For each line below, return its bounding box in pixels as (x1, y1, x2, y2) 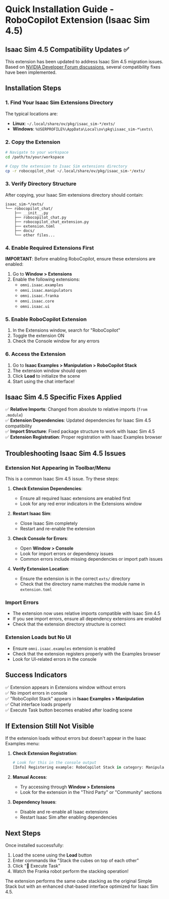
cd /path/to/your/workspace (5, 154, 65, 160)
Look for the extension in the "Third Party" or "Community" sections (20, 789, 162, 795)
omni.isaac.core (20, 299, 54, 304)
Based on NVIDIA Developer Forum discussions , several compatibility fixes (5, 64, 160, 70)
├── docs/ (14, 228, 35, 233)
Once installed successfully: (5, 842, 64, 848)
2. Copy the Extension (5, 138, 61, 145)
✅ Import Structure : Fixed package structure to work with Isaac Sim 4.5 (5, 428, 155, 434)
